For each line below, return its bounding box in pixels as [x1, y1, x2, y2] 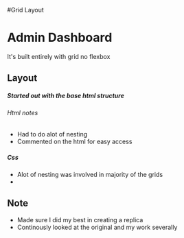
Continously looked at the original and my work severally [16, 223, 178, 231]
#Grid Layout [7, 6, 45, 14]
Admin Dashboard [7, 30, 113, 45]
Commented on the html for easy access [16, 137, 133, 145]
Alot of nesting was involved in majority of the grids [16, 170, 163, 178]
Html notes [7, 109, 38, 117]
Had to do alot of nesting [16, 130, 88, 138]
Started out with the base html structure [7, 91, 125, 99]
